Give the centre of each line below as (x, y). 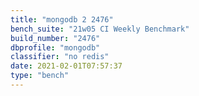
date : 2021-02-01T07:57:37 (66, 66)
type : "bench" (40, 76)
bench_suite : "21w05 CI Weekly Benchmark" (100, 29)
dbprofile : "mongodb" (55, 47)
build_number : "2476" (55, 38)
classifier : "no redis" (60, 57)
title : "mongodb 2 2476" (62, 19)
